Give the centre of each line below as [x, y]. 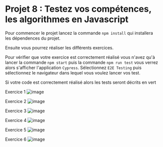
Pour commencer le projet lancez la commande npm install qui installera [79, 33]
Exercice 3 [16, 111]
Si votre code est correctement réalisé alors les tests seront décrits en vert [81, 82]
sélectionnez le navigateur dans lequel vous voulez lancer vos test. [73, 73]
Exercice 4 [16, 120]
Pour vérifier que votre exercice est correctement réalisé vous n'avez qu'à [80, 57]
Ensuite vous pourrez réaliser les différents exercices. [59, 48]
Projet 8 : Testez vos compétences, [78, 9]
